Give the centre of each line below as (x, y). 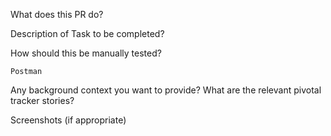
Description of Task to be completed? (87, 33)
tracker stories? (42, 100)
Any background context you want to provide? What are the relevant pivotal (166, 90)
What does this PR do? (57, 14)
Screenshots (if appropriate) (68, 120)
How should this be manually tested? (86, 53)
